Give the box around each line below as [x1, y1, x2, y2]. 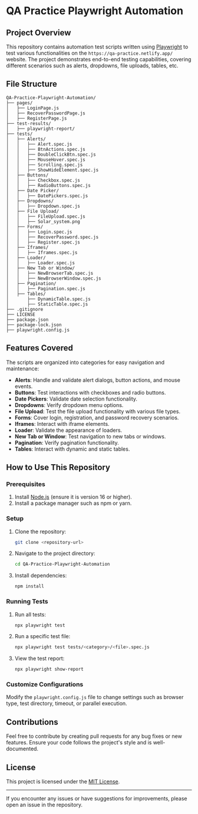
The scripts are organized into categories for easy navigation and [6, 359, 165, 366]
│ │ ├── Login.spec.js [6, 229, 72, 235]
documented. [6, 745, 39, 753]
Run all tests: [14, 610, 46, 618]
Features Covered [6, 343, 74, 353]
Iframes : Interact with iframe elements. [14, 420, 110, 427]
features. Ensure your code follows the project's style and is [6, 739, 152, 746]
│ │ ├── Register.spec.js [6, 239, 81, 245]
